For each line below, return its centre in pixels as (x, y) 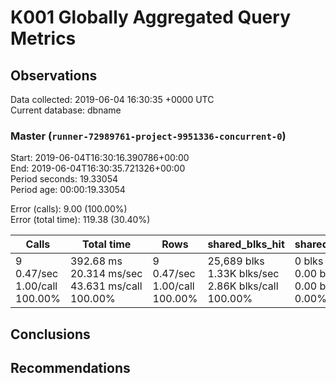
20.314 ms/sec (106, 274)
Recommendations (70, 368)
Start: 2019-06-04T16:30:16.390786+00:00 (100, 158)
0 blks (309, 261)
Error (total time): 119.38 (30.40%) (80, 220)
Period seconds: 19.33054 (64, 179)
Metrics (43, 38)
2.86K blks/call (243, 286)
